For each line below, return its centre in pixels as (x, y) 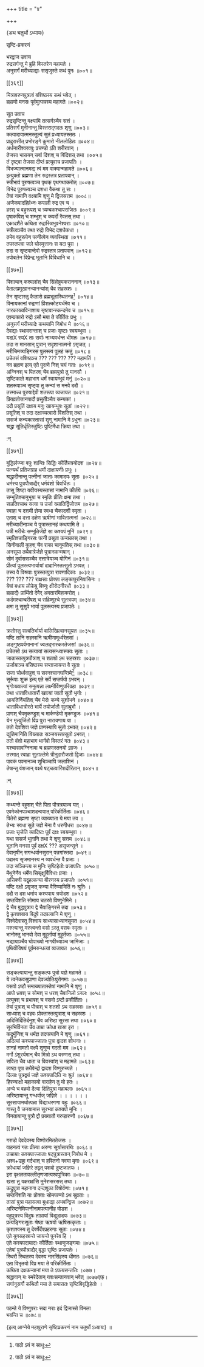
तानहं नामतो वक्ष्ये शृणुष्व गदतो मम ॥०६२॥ (46, 1048)
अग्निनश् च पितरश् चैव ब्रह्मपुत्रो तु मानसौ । (46, 372)
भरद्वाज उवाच (19, 57)
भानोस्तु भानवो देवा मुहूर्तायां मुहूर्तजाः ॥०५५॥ (48, 934)
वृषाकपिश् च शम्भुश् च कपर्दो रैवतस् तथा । (46, 216)
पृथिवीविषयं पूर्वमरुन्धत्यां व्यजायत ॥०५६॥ (46, 948)
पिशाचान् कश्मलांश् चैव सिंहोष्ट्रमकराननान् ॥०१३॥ (53, 282)
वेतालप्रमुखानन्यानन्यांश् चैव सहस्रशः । (42, 289)
